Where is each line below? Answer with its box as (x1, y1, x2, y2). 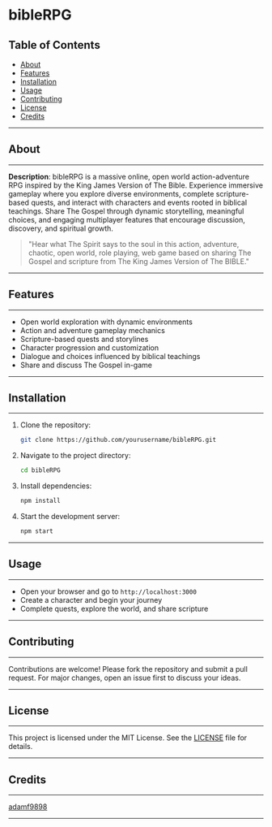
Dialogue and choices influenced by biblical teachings (19, 351, 201, 361)
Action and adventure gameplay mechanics (19, 325, 166, 335)
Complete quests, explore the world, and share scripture (19, 604, 209, 613)
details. (8, 742, 33, 751)
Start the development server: (19, 512, 121, 522)
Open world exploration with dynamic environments (19, 317, 193, 327)
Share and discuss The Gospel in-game (19, 360, 152, 370)
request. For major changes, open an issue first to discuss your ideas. (8, 673, 241, 682)
